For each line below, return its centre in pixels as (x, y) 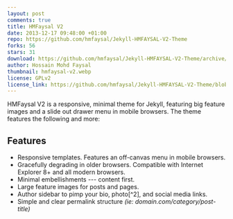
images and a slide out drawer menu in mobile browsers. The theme (104, 112)
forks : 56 (21, 46)
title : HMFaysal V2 (35, 26)
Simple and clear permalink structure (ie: (75, 202)
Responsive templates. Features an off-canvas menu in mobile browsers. (121, 157)
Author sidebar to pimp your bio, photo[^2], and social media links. (112, 194)
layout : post (26, 14)
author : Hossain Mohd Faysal (49, 65)
